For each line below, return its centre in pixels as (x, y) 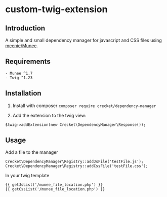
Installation (23, 93)
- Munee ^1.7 (19, 73)
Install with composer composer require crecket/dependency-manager (84, 106)
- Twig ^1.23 (19, 78)
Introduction (25, 28)
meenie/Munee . (22, 46)
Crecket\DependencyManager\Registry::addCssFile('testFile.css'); (77, 166)
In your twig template (27, 176)
